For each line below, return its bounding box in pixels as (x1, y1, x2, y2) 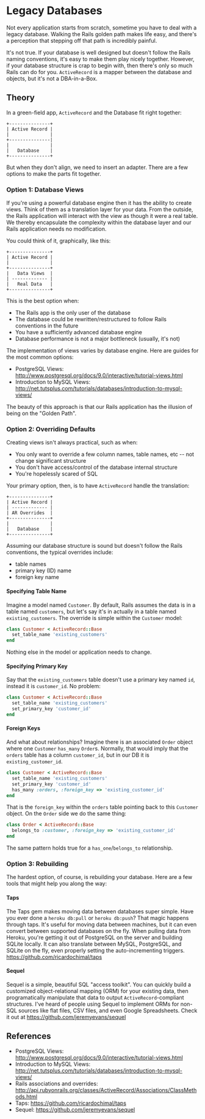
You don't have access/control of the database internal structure (15, 463, 178, 471)
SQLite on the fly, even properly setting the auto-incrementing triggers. (6, 946, 185, 954)
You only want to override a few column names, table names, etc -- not (15, 451, 194, 458)
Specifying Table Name (6, 587, 67, 594)
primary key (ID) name (15, 567, 72, 574)
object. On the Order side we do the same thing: (6, 810, 127, 817)
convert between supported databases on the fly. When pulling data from (6, 927, 191, 934)
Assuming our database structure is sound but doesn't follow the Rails (6, 542, 183, 550)
